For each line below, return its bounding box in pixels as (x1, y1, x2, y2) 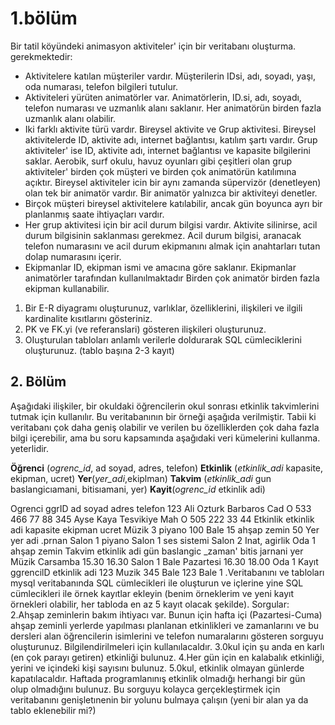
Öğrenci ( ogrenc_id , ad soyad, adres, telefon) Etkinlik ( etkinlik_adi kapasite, (10, 462, 324, 474)
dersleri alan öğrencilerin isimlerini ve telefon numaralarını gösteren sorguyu (10, 630, 324, 642)
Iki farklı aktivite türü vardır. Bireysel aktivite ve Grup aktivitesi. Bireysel (24, 123, 317, 135)
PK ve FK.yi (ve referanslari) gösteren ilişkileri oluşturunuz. (24, 323, 267, 335)
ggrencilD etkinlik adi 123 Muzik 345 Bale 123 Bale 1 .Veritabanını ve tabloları (10, 566, 325, 578)
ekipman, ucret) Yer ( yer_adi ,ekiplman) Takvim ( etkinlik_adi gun (10, 472, 272, 484)
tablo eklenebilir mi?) (10, 704, 97, 716)
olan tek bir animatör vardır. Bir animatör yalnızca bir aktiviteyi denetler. (24, 187, 318, 199)
